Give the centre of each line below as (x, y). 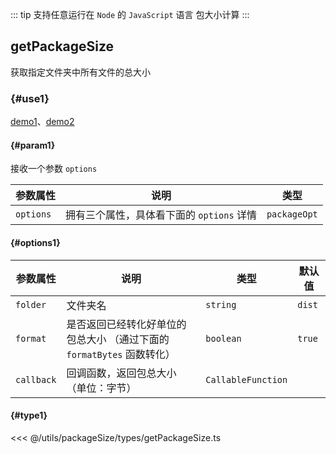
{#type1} (29, 415)
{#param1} (33, 145)
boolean (223, 338)
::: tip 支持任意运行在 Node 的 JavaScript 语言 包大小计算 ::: (130, 14)
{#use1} (30, 98)
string (221, 304)
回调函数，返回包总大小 (121, 373)
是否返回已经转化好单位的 (126, 324)
